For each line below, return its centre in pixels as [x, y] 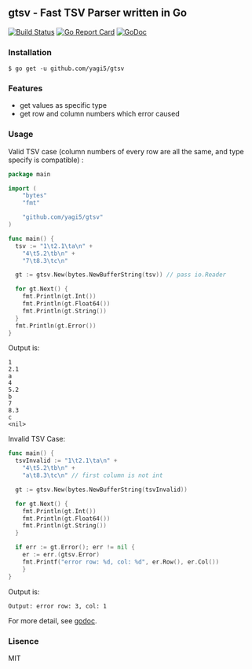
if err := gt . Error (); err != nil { [75, 547]
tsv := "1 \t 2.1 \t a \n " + [54, 246]
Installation [30, 52]
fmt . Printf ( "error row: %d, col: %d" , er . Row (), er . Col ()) [121, 562]
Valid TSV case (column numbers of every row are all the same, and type [126, 151]
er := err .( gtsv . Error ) [61, 555]
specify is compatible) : [46, 160]
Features [26, 88]
